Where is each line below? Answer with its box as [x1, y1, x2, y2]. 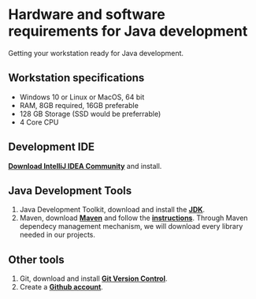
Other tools [8, 252, 65, 266]
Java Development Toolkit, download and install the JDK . [19, 205, 206, 215]
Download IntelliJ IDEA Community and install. [8, 161, 162, 170]
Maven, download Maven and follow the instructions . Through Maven [19, 213, 248, 222]
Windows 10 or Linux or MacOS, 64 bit [19, 92, 145, 102]
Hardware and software [8, 6, 165, 24]
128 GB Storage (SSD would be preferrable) [19, 109, 161, 118]
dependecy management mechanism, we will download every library [19, 222, 243, 231]
